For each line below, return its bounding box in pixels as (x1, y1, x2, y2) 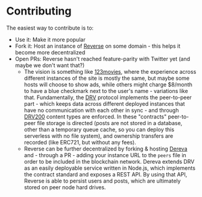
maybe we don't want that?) (14, 62, 85, 69)
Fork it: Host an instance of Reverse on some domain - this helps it (14, 42, 181, 50)
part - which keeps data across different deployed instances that (24, 100, 185, 107)
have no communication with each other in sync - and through (24, 106, 179, 114)
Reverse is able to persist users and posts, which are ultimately (24, 177, 181, 184)
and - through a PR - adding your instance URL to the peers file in (24, 151, 187, 158)
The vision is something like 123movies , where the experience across (24, 68, 197, 75)
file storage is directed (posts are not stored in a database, (37, 119, 183, 126)
